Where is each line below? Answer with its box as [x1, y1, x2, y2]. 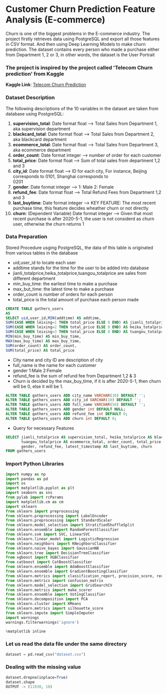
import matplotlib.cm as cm [5, 499, 64, 504]
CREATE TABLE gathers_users [5, 306, 64, 311]
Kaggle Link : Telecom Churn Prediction [5, 82, 86, 88]
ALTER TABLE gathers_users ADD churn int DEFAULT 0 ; [5, 416, 117, 421]
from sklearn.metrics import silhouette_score [5, 606, 104, 611]
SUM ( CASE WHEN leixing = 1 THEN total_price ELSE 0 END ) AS [5, 320, 128, 325]
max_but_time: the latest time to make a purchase [12, 286, 114, 292]
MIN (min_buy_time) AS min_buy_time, [5, 334, 81, 339]
